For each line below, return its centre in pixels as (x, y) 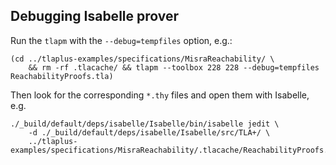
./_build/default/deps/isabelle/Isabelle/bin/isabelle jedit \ (145, 124)
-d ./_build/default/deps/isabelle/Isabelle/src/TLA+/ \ (149, 132)
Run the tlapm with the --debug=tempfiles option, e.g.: (121, 40)
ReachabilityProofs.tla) (62, 76)
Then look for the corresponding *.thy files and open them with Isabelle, (160, 95)
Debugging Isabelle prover (95, 16)
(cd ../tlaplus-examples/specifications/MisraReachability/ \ (142, 59)
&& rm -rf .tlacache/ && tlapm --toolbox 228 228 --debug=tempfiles (174, 67)
